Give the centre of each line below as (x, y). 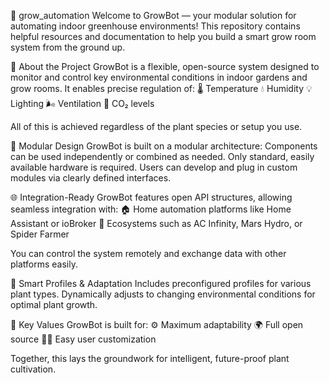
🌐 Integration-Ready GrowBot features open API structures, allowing (151, 197)
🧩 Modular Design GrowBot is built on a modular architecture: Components (164, 146)
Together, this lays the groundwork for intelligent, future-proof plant (150, 358)
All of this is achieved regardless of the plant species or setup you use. (156, 126)
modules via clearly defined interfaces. (91, 178)
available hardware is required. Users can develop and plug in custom (154, 167)
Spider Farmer (40, 234)
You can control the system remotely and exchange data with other (148, 253)
